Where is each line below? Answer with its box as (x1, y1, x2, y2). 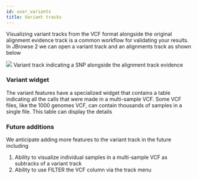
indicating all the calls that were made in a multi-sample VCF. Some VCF (6, 95, 182, 102)
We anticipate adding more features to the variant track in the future (6, 136, 172, 143)
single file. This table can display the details (6, 108, 113, 115)
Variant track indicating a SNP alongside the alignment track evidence (13, 61, 183, 68)
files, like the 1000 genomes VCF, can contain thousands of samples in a (6, 101, 182, 109)
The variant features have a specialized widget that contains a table (6, 89, 171, 96)
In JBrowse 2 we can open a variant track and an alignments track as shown (6, 42, 192, 50)
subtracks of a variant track (14, 160, 82, 167)
